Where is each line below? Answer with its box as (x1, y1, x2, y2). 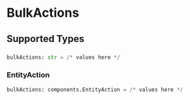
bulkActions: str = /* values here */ (6, 54, 120, 61)
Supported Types (6, 33, 85, 45)
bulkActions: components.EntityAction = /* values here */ (6, 86, 184, 93)
